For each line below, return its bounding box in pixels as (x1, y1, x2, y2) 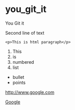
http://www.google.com (5, 89, 54, 95)
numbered (12, 59, 34, 65)
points (12, 79, 26, 85)
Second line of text (5, 30, 44, 36)
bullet (12, 74, 25, 80)
